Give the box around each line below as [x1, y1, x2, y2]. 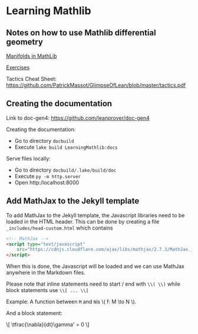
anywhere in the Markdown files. [6, 269, 85, 276]
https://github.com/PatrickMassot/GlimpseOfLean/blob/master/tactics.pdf [6, 81, 186, 89]
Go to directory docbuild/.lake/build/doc [14, 166, 117, 173]
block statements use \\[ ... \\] [6, 287, 89, 294]
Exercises [6, 64, 30, 71]
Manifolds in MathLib [6, 53, 57, 60]
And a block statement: [6, 310, 63, 317]
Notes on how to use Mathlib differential [6, 28, 156, 38]
